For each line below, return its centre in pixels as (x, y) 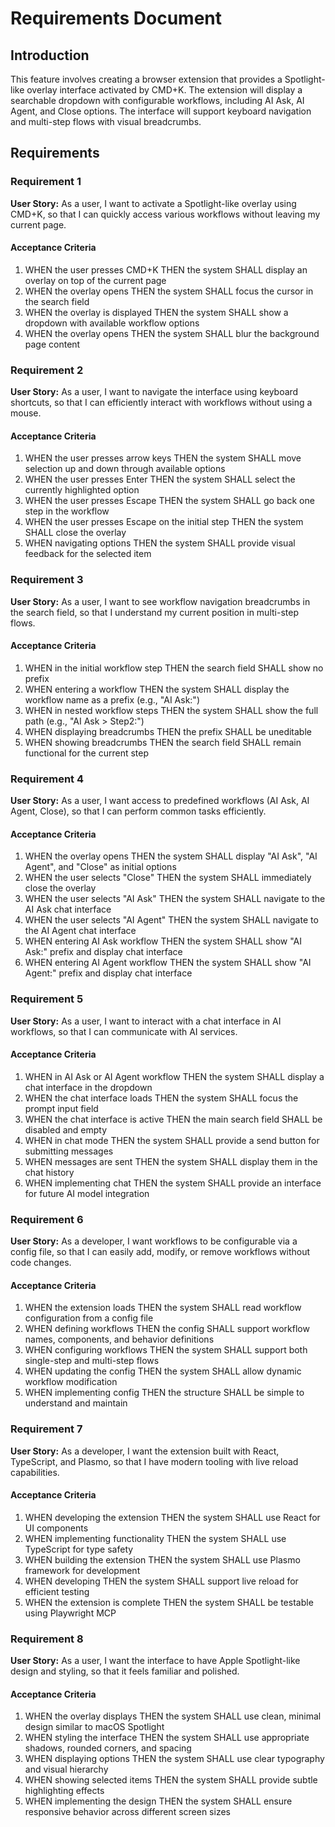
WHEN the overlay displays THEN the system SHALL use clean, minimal (173, 1716)
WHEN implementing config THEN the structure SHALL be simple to (164, 1393)
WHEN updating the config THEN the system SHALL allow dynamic (163, 1371)
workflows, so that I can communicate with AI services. (124, 1031)
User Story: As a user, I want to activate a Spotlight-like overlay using (153, 203)
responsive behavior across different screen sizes (127, 1812)
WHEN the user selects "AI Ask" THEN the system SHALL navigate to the (175, 899)
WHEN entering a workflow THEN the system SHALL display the (157, 689)
